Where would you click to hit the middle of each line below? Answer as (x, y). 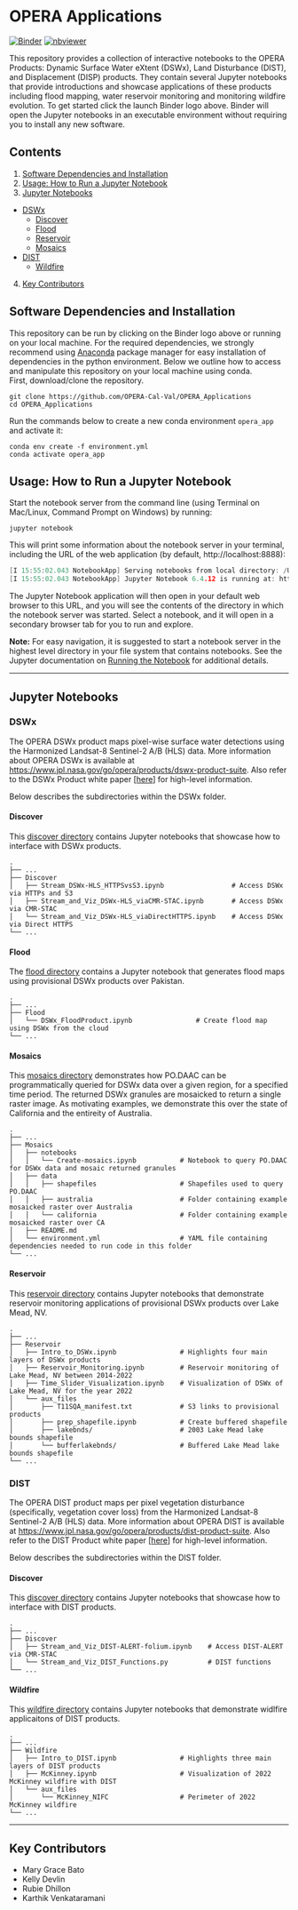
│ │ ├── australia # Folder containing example (149, 1200)
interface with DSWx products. (65, 846)
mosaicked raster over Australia (71, 1207)
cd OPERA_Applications (51, 404)
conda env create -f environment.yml (79, 446)
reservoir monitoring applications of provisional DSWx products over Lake (144, 1303)
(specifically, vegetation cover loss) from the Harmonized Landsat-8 (134, 1512)
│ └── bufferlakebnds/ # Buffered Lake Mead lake (144, 1445)
